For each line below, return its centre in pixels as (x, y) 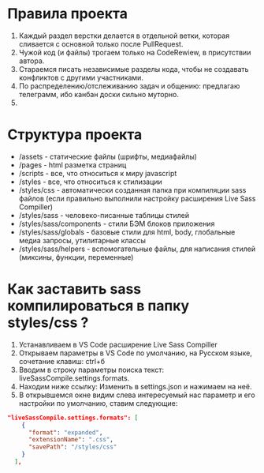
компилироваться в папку (99, 306)
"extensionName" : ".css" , (71, 440)
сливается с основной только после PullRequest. (101, 43)
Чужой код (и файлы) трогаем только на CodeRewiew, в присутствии (135, 52)
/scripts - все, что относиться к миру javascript (98, 173)
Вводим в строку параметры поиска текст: (91, 370)
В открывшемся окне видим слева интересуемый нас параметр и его (137, 395)
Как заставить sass (74, 289)
